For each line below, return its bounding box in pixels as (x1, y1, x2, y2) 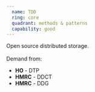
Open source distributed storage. (6, 42, 89, 50)
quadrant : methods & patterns (11, 20, 88, 26)
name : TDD (11, 8, 36, 15)
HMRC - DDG (15, 80, 49, 87)
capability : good (11, 25, 56, 32)
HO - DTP (15, 67, 40, 74)
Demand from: (6, 55, 42, 62)
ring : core (11, 15, 39, 21)
